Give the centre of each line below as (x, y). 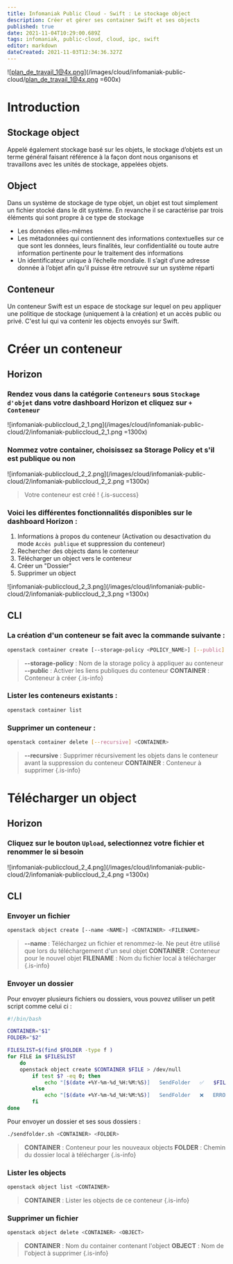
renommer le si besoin (45, 852)
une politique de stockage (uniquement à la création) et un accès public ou (114, 313)
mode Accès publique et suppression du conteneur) (91, 543)
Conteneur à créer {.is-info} (64, 678)
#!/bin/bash (24, 1019)
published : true (31, 26)
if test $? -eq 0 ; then (66, 1076)
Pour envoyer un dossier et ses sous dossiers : (74, 1121)
